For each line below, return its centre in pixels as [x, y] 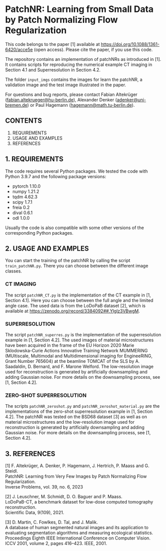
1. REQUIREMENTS [34, 159]
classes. [14, 271]
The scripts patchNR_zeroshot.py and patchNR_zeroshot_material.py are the [83, 406]
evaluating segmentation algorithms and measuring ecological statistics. [79, 533]
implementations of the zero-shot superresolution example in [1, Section [79, 412]
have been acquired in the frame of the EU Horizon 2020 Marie [70, 345]
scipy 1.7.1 [22, 202]
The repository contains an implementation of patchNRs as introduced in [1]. [83, 59]
